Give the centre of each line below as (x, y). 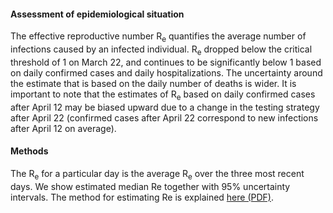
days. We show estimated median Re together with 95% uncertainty (150, 186)
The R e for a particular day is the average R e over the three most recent (157, 174)
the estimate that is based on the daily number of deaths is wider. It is (153, 83)
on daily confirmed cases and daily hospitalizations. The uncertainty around (166, 72)
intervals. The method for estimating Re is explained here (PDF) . (142, 197)
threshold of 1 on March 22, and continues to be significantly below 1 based (166, 62)
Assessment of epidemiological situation (97, 14)
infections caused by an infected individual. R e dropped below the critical (161, 50)
